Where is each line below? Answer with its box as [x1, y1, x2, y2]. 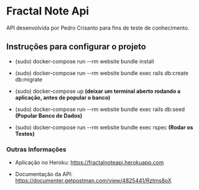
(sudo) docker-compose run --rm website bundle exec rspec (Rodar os [15, 124, 194, 131]
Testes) [15, 130, 35, 137]
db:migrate [15, 75, 42, 83]
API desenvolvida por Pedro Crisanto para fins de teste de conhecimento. [6, 24, 189, 31]
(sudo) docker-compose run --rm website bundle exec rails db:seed [15, 106, 185, 113]
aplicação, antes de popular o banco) [15, 93, 111, 101]
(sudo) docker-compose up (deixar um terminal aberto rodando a [15, 87, 181, 95]
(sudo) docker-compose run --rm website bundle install [15, 57, 154, 65]
